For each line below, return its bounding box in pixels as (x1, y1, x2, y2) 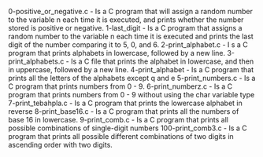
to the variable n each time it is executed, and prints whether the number (8, 15, 244, 24)
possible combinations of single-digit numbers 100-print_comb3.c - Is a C (8, 123, 248, 133)
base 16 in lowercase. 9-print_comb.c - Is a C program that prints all (8, 115, 228, 124)
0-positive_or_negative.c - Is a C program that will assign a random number (8, 7, 254, 16)
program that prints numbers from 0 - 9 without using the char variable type (8, 90, 255, 99)
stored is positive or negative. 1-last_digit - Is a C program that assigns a (8, 24, 243, 32)
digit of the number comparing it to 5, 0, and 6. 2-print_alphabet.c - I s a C (8, 40, 248, 49)
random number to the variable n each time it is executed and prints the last (8, 31, 254, 41)
